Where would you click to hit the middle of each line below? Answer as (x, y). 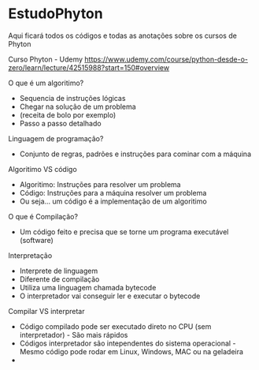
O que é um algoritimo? (46, 83)
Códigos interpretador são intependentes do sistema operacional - (128, 343)
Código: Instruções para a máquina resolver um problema (113, 192)
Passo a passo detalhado (60, 123)
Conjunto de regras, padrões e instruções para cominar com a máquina (135, 154)
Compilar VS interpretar (46, 311)
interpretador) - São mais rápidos (74, 334)
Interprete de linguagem (59, 271)
